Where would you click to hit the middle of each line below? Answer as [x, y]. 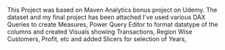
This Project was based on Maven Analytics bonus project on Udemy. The [112, 10]
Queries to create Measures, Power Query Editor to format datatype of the [113, 24]
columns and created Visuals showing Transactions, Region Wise [100, 32]
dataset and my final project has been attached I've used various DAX [106, 17]
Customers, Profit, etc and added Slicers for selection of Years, [97, 39]
